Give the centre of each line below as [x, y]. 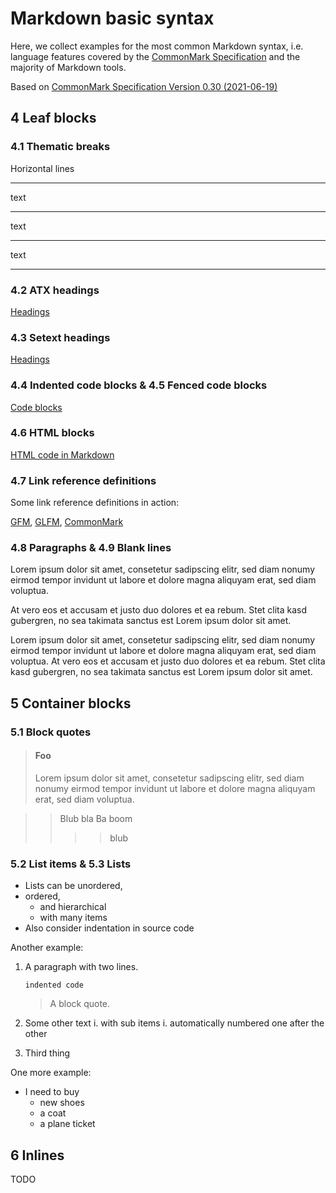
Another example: [47, 948]
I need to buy [52, 1092]
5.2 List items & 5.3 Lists [71, 864]
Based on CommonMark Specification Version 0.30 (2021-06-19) [144, 86]
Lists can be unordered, [73, 886]
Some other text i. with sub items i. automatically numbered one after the [174, 1023]
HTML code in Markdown [62, 454]
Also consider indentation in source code [109, 928]
